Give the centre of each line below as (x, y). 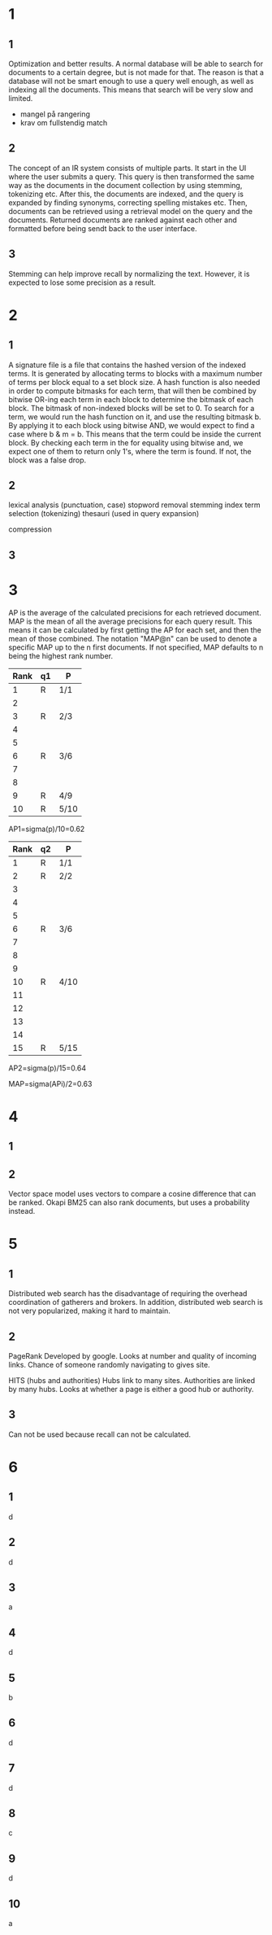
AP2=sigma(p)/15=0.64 (47, 1068)
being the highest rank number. (61, 655)
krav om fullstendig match (64, 123)
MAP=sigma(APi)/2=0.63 (50, 1084)
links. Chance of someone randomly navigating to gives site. (109, 1364)
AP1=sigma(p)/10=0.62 (47, 829)
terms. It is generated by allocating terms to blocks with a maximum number (136, 373)
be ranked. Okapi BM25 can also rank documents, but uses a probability (129, 1202)
